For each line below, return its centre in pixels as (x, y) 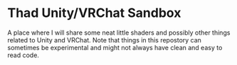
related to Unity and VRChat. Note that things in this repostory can (104, 40)
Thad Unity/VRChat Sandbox (94, 13)
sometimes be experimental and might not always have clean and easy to (115, 47)
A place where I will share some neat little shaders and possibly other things (119, 32)
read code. (23, 55)
